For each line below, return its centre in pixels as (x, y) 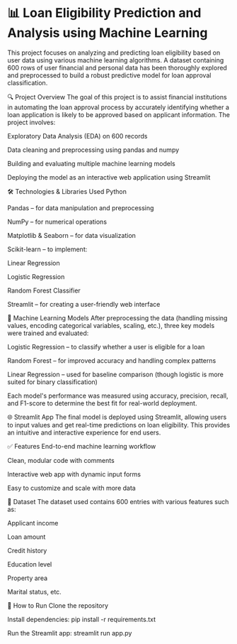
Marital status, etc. (34, 591)
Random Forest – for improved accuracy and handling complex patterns (112, 360)
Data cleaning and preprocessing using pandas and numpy (93, 150)
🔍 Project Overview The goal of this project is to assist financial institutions (117, 97)
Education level (30, 564)
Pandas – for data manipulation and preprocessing (81, 208)
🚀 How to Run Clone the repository (58, 605)
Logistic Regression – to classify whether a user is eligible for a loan (106, 346)
